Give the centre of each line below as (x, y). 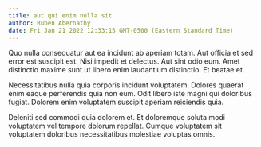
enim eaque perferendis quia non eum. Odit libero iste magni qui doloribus (130, 94)
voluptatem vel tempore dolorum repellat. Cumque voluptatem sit (115, 126)
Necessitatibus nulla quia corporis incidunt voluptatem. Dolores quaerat (126, 85)
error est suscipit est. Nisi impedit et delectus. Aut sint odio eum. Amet (125, 61)
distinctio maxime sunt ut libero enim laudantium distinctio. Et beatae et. (127, 70)
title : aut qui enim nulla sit (60, 15)
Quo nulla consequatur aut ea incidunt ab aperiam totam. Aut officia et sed (131, 53)
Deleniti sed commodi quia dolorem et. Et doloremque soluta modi (117, 118)
